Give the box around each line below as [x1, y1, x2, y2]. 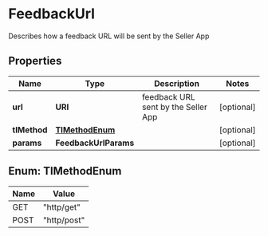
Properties [8, 54, 62, 68]
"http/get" [42, 201, 81, 212]
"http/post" [42, 214, 85, 226]
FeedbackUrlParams [55, 137, 135, 148]
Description [154, 77, 199, 88]
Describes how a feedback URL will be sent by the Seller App [8, 31, 210, 41]
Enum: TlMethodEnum [8, 164, 122, 178]
